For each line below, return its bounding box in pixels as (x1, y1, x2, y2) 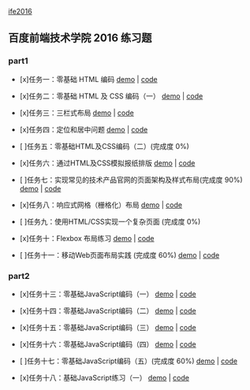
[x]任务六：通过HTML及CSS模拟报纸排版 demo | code (19, 158, 196, 168)
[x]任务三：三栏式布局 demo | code (19, 108, 134, 117)
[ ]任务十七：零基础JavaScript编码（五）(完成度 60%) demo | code (19, 356, 238, 366)
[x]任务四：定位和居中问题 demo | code (19, 124, 148, 134)
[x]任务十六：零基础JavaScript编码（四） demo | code (19, 339, 196, 349)
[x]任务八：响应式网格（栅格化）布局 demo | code (19, 200, 183, 210)
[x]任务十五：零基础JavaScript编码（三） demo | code (19, 322, 196, 332)
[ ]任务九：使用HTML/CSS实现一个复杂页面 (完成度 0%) (19, 217, 201, 226)
